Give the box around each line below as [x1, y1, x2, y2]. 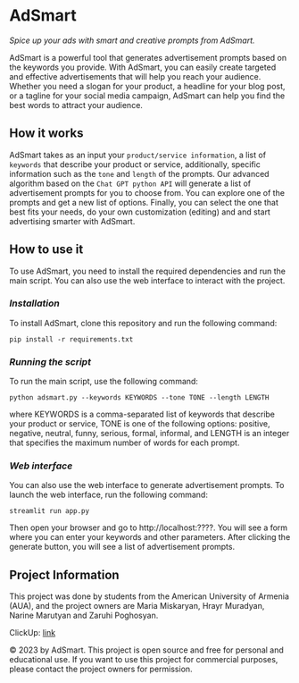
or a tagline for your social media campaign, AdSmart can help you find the [9, 90, 286, 101]
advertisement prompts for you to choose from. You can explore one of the [9, 187, 286, 198]
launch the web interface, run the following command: [9, 489, 208, 501]
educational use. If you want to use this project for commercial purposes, [9, 654, 278, 665]
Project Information [9, 567, 120, 582]
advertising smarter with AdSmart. [9, 215, 136, 226]
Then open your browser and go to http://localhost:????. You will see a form [9, 522, 288, 533]
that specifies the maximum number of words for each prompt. [9, 437, 240, 448]
